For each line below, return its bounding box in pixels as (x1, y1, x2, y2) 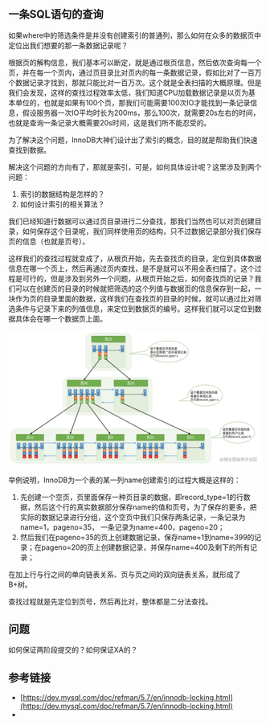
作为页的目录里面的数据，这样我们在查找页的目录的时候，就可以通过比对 (14, 293, 255, 303)
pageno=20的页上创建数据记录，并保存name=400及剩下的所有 (41, 542, 251, 552)
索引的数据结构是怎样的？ (19, 189, 105, 199)
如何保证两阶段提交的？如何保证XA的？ (8, 645, 138, 655)
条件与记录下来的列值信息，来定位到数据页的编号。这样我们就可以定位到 (14, 304, 255, 313)
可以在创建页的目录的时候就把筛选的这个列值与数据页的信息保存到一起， (14, 284, 255, 293)
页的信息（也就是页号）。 (8, 236, 90, 246)
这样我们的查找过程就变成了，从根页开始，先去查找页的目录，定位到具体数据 (8, 253, 262, 263)
